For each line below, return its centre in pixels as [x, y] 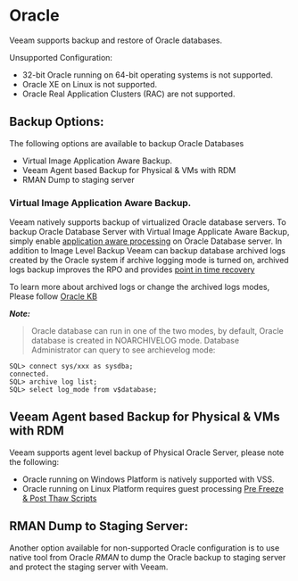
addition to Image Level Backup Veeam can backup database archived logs [148, 251]
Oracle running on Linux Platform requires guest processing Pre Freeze [153, 488]
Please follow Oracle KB [54, 296]
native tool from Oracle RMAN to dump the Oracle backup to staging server [148, 557]
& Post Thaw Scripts [59, 498]
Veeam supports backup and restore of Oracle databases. [116, 40]
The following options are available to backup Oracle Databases [127, 143]
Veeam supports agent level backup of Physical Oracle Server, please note [147, 452]
